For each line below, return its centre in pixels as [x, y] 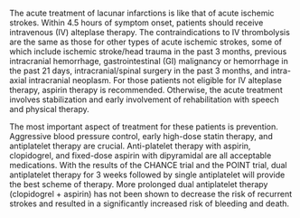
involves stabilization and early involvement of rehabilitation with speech [145, 100]
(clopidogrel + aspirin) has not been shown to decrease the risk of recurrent [151, 194]
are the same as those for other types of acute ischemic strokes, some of [146, 42]
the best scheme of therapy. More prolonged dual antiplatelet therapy [139, 184]
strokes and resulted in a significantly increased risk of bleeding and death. [150, 204]
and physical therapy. [49, 109]
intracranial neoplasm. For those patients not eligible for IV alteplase [155, 80]
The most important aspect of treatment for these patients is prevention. [144, 127]
